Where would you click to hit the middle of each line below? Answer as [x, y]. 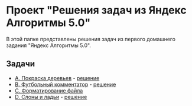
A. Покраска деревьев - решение [57, 78]
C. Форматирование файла [49, 90]
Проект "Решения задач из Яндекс [97, 10]
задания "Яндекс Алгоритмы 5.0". [49, 45]
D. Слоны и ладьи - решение [51, 97]
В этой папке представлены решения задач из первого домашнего [91, 39]
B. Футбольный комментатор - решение [65, 84]
